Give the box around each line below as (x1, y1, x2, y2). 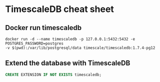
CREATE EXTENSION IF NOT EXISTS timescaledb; (5, 72, 101, 77)
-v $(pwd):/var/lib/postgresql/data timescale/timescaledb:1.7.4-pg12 (5, 45, 155, 50)
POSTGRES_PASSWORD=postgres (5, 41, 64, 46)
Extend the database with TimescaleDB (5, 59, 130, 67)
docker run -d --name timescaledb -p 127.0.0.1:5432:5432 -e (5, 36, 135, 41)
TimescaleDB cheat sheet (5, 3, 114, 15)
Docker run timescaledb (5, 23, 82, 32)
